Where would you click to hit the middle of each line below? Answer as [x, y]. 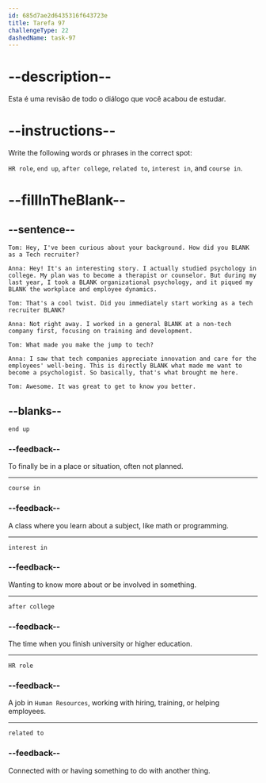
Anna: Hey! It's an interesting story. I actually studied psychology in [133, 269]
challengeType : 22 [38, 30]
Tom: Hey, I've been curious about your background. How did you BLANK [129, 248]
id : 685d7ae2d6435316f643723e [58, 15]
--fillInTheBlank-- [67, 200]
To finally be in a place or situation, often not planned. [96, 466]
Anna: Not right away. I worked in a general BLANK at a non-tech [120, 324]
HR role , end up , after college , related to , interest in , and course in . [125, 168]
